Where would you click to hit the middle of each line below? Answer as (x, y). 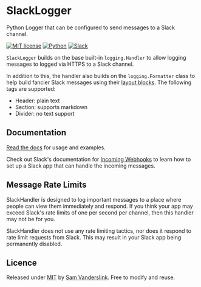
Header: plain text (37, 101)
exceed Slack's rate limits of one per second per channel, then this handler (100, 212)
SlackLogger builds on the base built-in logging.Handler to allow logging (96, 57)
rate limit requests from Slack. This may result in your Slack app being (94, 237)
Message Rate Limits (46, 185)
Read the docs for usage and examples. (56, 147)
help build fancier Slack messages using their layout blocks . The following (99, 82)
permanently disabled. (34, 244)
